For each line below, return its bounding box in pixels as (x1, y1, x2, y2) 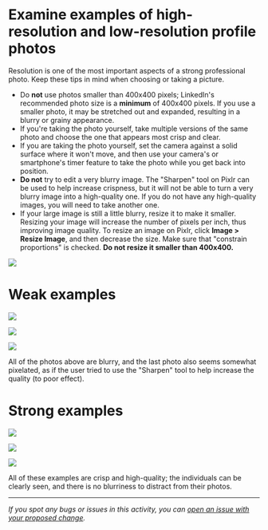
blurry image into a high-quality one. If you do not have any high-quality (19, 192, 257, 201)
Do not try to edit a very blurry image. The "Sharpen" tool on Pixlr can (19, 174, 250, 184)
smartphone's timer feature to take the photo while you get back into (19, 157, 246, 167)
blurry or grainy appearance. (19, 115, 115, 125)
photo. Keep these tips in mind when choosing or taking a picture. (8, 74, 225, 84)
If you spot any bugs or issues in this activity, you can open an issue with (8, 504, 250, 514)
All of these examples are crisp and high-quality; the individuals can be (8, 473, 242, 482)
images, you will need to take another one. (19, 200, 160, 209)
